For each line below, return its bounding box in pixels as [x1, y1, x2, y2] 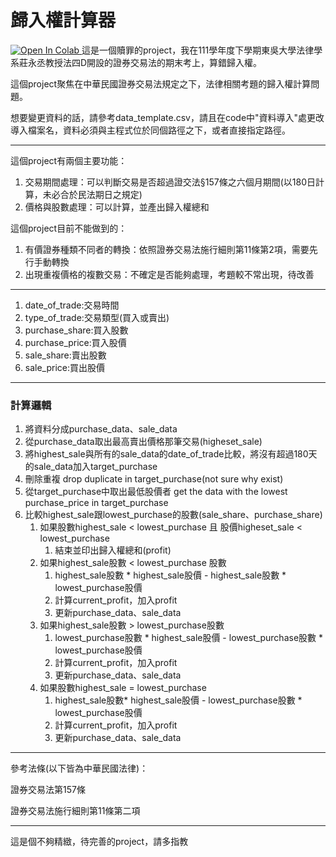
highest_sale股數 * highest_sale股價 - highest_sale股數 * [54, 569, 287, 581]
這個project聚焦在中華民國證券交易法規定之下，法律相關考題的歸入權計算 [10, 77, 312, 90]
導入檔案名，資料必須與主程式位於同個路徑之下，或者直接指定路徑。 [10, 124, 291, 136]
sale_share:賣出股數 [24, 349, 107, 361]
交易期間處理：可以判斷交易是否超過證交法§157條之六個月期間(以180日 [24, 176, 316, 188]
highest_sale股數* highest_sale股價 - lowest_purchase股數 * [54, 694, 303, 706]
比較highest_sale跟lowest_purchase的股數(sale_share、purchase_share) [24, 509, 323, 521]
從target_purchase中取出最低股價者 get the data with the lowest [24, 486, 288, 498]
